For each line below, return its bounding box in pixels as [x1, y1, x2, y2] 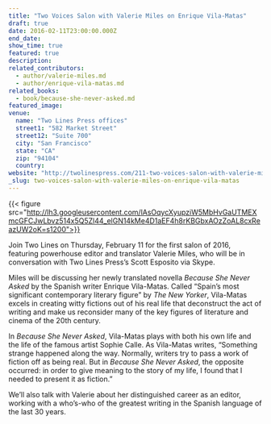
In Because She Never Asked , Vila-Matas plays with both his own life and [8, 331, 252, 341]
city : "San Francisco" [15, 139, 92, 148]
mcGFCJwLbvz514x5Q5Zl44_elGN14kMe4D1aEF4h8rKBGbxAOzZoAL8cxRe [8, 215, 261, 226]
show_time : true [8, 42, 63, 50]
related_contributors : [8, 64, 85, 73]
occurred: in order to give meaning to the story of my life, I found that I [8, 365, 243, 375]
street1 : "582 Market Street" [15, 124, 117, 132]
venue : [8, 110, 31, 118]
